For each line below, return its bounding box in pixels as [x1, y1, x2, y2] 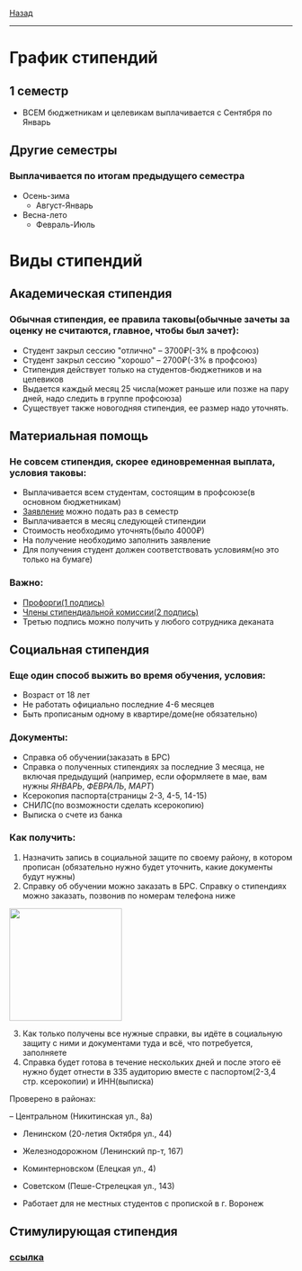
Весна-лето [22, 209, 67, 220]
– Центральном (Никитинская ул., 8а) [9, 1111, 153, 1122]
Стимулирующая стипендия [9, 1224, 178, 1239]
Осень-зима [22, 190, 70, 201]
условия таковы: [9, 466, 87, 479]
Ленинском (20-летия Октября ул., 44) [22, 1128, 173, 1139]
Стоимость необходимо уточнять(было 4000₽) [22, 526, 205, 536]
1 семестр [9, 83, 69, 98]
